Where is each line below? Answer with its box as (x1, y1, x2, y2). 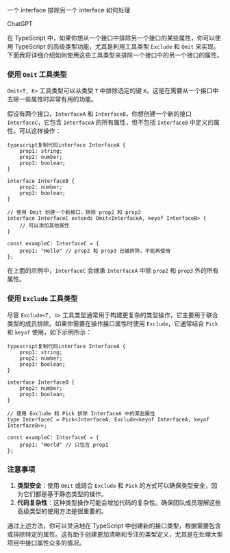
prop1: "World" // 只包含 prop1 (19, 441, 109, 448)
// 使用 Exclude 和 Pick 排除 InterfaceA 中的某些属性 (7, 410, 155, 417)
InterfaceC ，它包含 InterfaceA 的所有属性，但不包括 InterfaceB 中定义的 (7, 119, 214, 127)
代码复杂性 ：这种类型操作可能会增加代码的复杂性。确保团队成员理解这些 (16, 498, 221, 506)
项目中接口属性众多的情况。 (7, 539, 86, 547)
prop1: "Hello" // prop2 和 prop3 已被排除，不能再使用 (19, 247, 171, 255)
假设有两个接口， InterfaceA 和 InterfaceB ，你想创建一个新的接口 (7, 110, 192, 118)
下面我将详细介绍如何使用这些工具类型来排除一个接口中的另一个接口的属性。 (7, 51, 223, 59)
